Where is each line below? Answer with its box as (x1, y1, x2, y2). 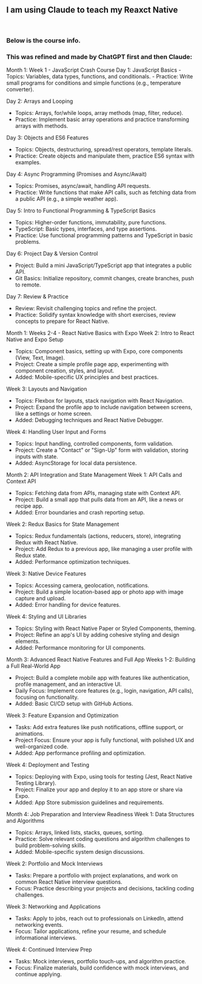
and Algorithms (6, 817, 44, 825)
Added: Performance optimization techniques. (15, 558, 130, 566)
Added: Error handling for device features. (15, 601, 121, 609)
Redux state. (15, 552, 47, 559)
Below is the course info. (6, 36, 81, 44)
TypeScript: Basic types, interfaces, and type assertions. (15, 225, 157, 233)
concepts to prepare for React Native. (15, 317, 110, 325)
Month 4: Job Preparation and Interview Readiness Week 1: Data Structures (6, 811, 195, 818)
